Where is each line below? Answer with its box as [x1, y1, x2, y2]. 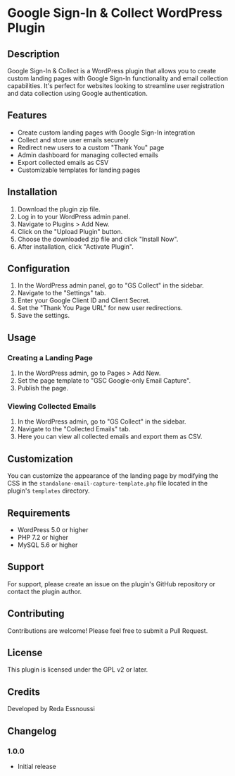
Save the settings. [17, 312, 70, 320]
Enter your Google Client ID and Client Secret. [17, 296, 151, 304]
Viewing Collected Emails [7, 402, 96, 412]
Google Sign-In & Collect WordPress [7, 5, 223, 21]
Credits [7, 686, 41, 698]
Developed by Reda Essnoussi [7, 705, 95, 713]
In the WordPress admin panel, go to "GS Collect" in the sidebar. [17, 281, 204, 290]
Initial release [17, 762, 56, 770]
